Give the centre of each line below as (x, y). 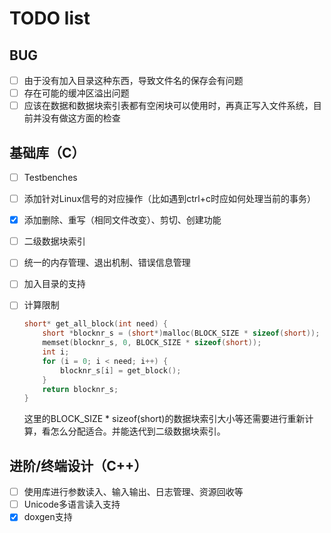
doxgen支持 (48, 517)
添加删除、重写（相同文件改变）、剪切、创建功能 (122, 220)
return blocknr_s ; (80, 389)
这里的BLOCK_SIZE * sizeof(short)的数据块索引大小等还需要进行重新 (164, 419)
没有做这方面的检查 (81, 118)
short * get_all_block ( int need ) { (95, 324)
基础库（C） (47, 152)
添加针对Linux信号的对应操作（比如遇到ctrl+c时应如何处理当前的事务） (169, 199)
